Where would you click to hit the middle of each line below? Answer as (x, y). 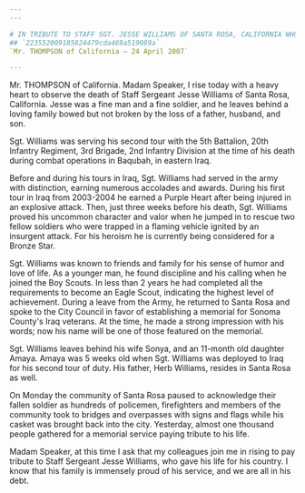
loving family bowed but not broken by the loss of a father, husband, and (145, 114)
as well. (24, 377)
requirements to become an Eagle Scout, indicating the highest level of (142, 293)
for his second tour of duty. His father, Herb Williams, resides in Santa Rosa (150, 368)
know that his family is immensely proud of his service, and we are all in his (150, 471)
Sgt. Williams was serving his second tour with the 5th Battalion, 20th (139, 141)
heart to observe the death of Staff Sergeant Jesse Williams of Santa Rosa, (150, 95)
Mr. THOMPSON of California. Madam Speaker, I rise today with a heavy (144, 85)
